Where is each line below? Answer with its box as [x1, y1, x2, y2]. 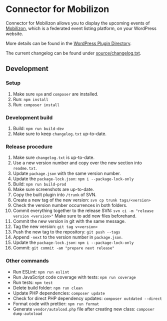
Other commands [5, 257, 49, 264]
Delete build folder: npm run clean [12, 284, 83, 290]
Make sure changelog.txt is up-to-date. [12, 154, 94, 160]
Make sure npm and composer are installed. [12, 91, 98, 97]
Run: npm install [12, 96, 49, 102]
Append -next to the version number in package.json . [12, 234, 123, 240]
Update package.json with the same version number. [12, 170, 121, 176]
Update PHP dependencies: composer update [12, 290, 105, 296]
